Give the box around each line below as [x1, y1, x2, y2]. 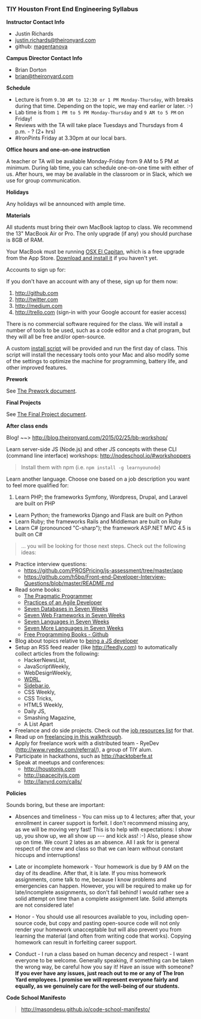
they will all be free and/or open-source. [6, 333, 106, 340]
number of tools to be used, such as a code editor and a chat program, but [6, 327, 191, 334]
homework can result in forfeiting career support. [14, 939, 137, 946]
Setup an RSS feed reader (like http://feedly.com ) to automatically [14, 644, 178, 651]
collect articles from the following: [14, 650, 100, 658]
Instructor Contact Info [6, 19, 65, 26]
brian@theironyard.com [14, 73, 74, 80]
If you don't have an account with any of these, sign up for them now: [6, 278, 178, 285]
